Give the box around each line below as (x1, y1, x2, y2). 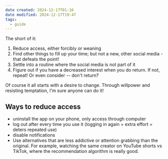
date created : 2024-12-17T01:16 (5, 7, 74, 13)
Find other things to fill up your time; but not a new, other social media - (12, 51, 163, 57)
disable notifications (12, 132, 55, 138)
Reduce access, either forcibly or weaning (12, 45, 102, 51)
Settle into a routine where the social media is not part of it (12, 61, 136, 68)
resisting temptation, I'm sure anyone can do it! (5, 87, 104, 94)
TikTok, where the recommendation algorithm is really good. (12, 148, 139, 154)
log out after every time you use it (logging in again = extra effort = (12, 121, 153, 128)
